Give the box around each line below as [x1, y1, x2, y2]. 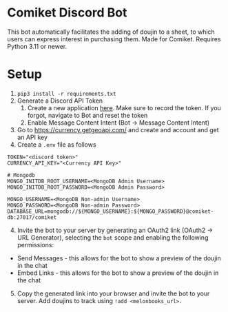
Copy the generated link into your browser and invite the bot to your [17, 289, 210, 298]
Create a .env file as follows [17, 140, 96, 149]
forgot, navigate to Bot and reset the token [27, 111, 148, 119]
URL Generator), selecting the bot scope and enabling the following [17, 233, 209, 242]
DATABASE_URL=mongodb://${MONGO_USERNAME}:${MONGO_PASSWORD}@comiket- [7, 208, 214, 215]
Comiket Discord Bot [7, 5, 127, 21]
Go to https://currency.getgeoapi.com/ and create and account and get [17, 125, 219, 134]
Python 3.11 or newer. [7, 42, 68, 50]
